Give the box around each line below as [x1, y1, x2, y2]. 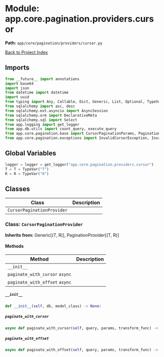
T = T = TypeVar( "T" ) [5, 167, 49, 172]
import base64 [5, 81, 34, 86]
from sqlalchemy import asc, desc [5, 104, 76, 109]
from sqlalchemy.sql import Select [5, 117, 78, 122]
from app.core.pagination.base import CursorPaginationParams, [5, 131, 137, 136]
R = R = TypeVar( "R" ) [5, 171, 49, 176]
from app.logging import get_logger [5, 122, 80, 127]
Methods [5, 243, 24, 249]
